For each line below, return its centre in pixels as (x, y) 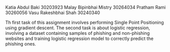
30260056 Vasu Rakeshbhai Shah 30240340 (53, 13)
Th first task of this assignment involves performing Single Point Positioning (85, 22)
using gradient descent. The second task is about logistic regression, (78, 28)
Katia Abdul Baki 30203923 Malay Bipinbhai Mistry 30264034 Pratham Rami (86, 7)
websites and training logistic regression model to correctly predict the (79, 38)
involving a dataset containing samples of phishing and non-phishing (78, 33)
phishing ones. (21, 44)
